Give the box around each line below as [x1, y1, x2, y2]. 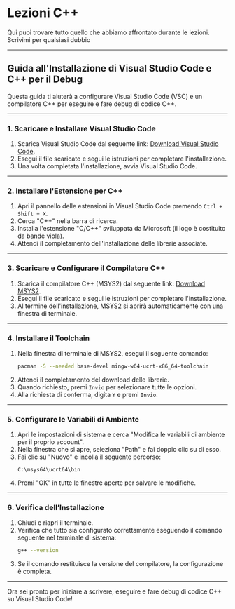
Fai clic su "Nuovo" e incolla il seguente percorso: [17, 453, 162, 461]
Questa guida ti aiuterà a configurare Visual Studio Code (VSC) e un [7, 92, 203, 100]
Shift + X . [17, 209, 48, 218]
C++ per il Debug [7, 74, 83, 86]
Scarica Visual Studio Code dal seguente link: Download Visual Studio [17, 140, 219, 148]
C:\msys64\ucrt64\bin [17, 467, 80, 474]
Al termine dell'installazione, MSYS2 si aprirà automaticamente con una [17, 302, 224, 310]
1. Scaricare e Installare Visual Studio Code [7, 123, 156, 133]
